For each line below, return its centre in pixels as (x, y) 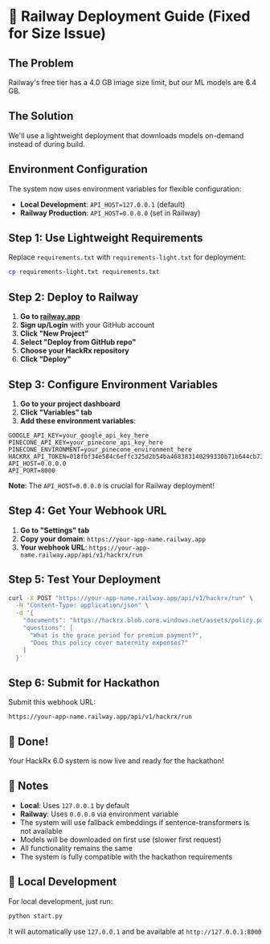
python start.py (35, 916)
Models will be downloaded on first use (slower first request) (121, 840)
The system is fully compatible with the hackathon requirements (126, 856)
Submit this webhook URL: (52, 702)
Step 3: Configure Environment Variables (113, 384)
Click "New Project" (54, 333)
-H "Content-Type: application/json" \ (82, 606)
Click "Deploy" (45, 359)
